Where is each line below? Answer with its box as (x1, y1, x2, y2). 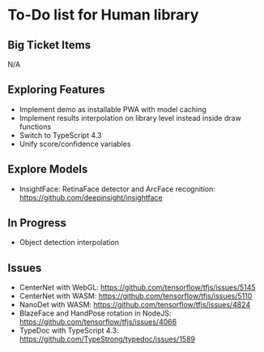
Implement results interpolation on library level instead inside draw (19, 113, 242, 122)
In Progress (7, 217, 66, 230)
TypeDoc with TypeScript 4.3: (19, 326, 119, 336)
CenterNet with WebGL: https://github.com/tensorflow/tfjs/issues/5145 (19, 282, 256, 293)
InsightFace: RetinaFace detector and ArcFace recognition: (19, 184, 216, 194)
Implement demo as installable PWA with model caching (19, 104, 207, 114)
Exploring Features (7, 83, 106, 97)
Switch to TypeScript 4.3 (19, 130, 102, 140)
